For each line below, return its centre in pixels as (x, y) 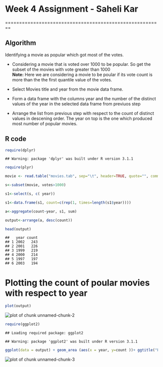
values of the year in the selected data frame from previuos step (76, 104)
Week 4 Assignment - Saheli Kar (72, 9)
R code (16, 139)
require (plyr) (19, 167)
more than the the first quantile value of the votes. (62, 79)
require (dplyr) (20, 150)
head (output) (18, 229)
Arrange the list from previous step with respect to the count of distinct (83, 113)
